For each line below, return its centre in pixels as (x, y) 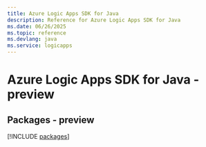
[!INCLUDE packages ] (38, 136)
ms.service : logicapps (40, 46)
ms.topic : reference (37, 33)
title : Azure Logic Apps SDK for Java (63, 13)
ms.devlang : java (32, 39)
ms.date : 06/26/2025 (37, 26)
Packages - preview (51, 120)
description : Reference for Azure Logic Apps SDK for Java (94, 20)
